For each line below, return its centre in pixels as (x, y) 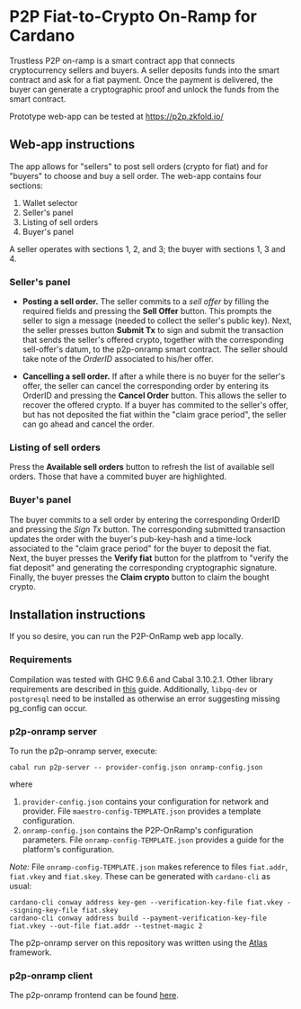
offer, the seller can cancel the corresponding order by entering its (146, 386)
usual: (21, 886)
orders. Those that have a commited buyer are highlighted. (118, 477)
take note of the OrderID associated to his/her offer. (118, 359)
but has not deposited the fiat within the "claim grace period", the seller (155, 415)
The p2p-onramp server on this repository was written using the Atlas (138, 943)
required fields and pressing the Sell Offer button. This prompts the (147, 311)
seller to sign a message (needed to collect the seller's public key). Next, (157, 320)
